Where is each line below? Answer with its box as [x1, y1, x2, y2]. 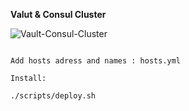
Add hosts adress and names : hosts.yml [10, 56, 182, 66]
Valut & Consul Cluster [10, 9, 107, 20]
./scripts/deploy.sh [10, 91, 97, 101]
